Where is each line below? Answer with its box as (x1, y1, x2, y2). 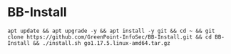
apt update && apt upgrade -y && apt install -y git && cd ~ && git (7, 27, 215, 34)
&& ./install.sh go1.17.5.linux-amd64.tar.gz (33, 39, 171, 46)
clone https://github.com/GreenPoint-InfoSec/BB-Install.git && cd (7, 33, 212, 41)
